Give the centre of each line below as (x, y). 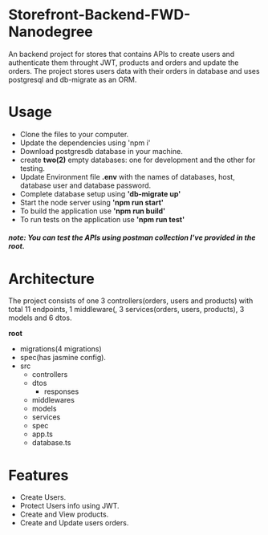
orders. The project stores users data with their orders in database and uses (134, 71)
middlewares (53, 400)
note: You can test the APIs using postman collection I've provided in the (132, 237)
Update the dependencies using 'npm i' (85, 143)
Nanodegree (51, 32)
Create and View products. (64, 514)
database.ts (51, 443)
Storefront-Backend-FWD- (99, 15)
